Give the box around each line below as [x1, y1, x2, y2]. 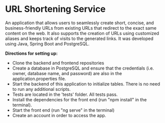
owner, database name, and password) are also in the [12, 70, 122, 76]
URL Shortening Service [5, 3, 106, 15]
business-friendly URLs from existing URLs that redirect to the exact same [5, 25, 157, 31]
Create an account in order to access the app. [12, 112, 107, 118]
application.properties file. [12, 76, 66, 82]
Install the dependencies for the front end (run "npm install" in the [12, 96, 147, 102]
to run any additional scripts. [12, 86, 71, 92]
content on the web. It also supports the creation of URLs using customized [5, 30, 160, 36]
